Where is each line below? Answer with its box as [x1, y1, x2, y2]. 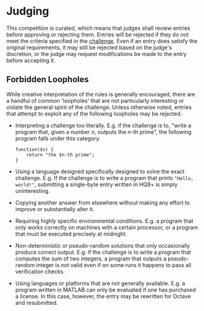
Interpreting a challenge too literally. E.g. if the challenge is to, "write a [15, 122, 192, 129]
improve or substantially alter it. [15, 205, 94, 212]
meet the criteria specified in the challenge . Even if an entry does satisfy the [6, 37, 198, 44]
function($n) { [15, 146, 54, 153]
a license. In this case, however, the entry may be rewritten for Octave [15, 292, 191, 299]
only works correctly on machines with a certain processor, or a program [15, 223, 199, 231]
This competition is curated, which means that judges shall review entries [6, 24, 191, 32]
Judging [6, 4, 49, 18]
